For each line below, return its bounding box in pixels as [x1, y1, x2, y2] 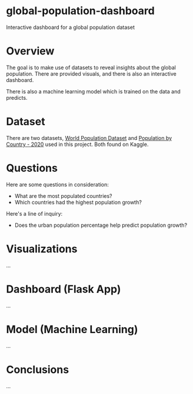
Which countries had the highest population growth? [14, 198, 142, 206]
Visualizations [6, 242, 78, 255]
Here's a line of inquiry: [6, 210, 63, 217]
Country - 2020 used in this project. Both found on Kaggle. [6, 141, 149, 148]
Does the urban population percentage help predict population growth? [14, 222, 187, 229]
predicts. [6, 94, 28, 101]
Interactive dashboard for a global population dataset [6, 24, 135, 31]
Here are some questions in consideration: [6, 181, 109, 188]
